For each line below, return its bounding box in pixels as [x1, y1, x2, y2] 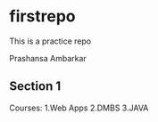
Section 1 [9, 78, 61, 94]
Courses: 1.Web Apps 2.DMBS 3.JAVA [9, 102, 149, 113]
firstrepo [9, 6, 76, 27]
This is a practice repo [9, 36, 92, 46]
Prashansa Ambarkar [9, 53, 87, 63]
